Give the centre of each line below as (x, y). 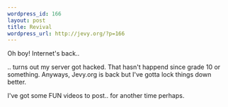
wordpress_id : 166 (34, 14)
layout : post (27, 20)
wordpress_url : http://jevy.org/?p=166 (66, 33)
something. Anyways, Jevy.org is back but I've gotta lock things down (109, 75)
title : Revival (30, 27)
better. (17, 82)
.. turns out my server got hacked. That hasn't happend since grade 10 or (114, 67)
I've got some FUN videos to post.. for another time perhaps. (96, 96)
